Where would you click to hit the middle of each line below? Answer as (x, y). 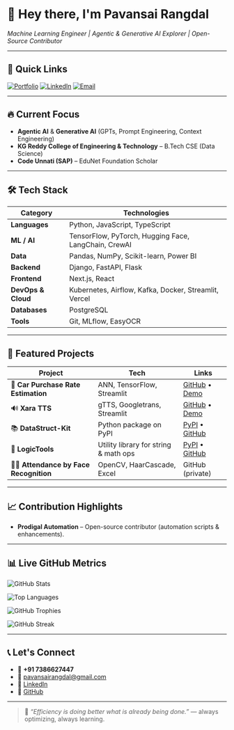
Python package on (130, 425)
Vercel (80, 299)
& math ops (116, 454)
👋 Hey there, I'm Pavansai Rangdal (108, 14)
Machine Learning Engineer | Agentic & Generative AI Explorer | (99, 33)
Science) (30, 153)
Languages (30, 225)
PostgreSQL (89, 310)
